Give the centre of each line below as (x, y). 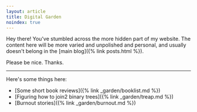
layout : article (26, 11)
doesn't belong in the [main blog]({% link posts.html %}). (75, 51)
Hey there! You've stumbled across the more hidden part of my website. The (98, 39)
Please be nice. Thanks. (35, 62)
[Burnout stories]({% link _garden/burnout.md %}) (75, 103)
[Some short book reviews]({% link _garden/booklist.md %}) (87, 90)
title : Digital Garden (34, 17)
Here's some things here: (37, 79)
